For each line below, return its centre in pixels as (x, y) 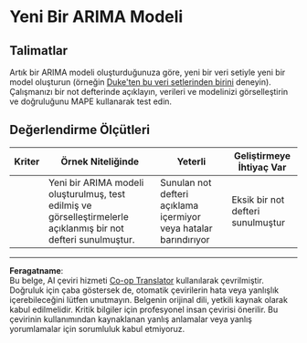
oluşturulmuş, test (87, 193)
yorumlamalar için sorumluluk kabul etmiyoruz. (97, 328)
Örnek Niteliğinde (100, 161)
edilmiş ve (70, 205)
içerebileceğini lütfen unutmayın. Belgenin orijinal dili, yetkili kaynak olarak (148, 299)
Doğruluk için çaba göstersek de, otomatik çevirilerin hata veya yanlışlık (144, 290)
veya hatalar (186, 228)
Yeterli (191, 161)
